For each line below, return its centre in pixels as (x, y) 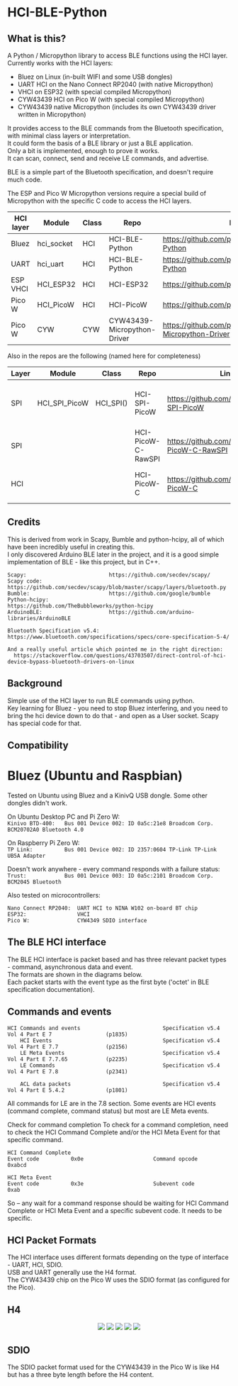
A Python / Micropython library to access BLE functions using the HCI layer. (118, 55)
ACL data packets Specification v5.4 (120, 1084)
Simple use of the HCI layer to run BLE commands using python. (101, 700)
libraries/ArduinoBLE (39, 618)
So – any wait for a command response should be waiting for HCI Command (118, 1203)
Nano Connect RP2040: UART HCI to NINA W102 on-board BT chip (103, 908)
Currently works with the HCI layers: (60, 63)
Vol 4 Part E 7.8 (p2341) (68, 1071)
